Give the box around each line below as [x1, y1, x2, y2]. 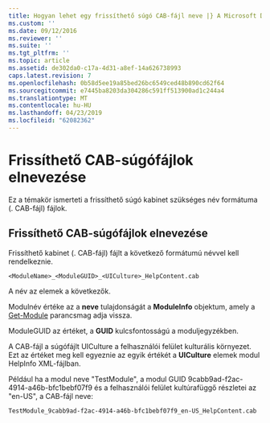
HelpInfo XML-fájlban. [8, 359, 81, 368]
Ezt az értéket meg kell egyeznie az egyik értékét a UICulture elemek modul [8, 350, 260, 359]
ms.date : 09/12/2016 [8, 27, 78, 35]
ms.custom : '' [8, 19, 56, 27]
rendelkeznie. [8, 257, 54, 266]
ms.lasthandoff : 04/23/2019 [8, 109, 103, 117]
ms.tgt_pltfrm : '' [8, 49, 70, 57]
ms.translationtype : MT [8, 94, 88, 102]
